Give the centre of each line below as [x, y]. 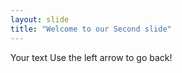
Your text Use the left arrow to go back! [91, 57]
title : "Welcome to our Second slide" [91, 29]
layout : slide [40, 19]
